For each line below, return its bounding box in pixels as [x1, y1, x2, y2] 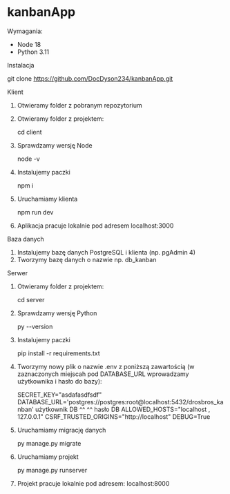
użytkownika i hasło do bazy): [17, 377, 102, 385]
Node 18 [17, 40, 41, 48]
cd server [17, 295, 45, 304]
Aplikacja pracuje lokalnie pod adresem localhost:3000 [17, 221, 174, 230]
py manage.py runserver [17, 466, 88, 474]
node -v [17, 155, 40, 163]
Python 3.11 [17, 48, 50, 56]
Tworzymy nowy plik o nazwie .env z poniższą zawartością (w [17, 362, 195, 370]
